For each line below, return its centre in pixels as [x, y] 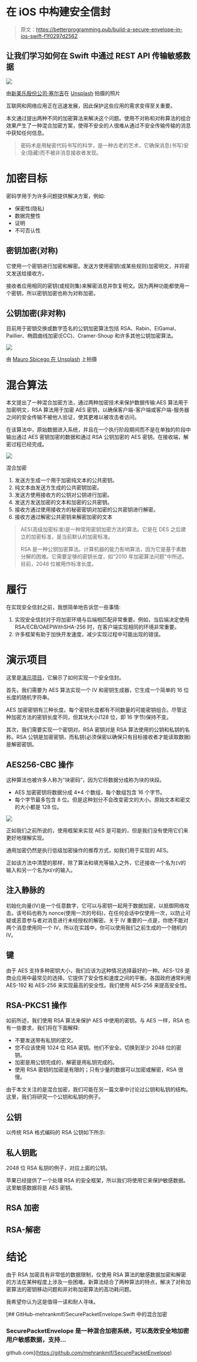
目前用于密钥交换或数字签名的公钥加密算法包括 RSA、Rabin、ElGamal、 [93, 329]
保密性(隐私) [30, 208]
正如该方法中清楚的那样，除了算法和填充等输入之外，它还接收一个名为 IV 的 [96, 863]
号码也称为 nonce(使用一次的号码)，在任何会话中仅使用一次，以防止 [103, 912]
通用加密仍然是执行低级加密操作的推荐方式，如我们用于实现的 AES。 [89, 850]
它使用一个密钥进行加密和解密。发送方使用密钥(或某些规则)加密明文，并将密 [98, 266]
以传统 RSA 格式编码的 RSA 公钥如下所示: [56, 1133]
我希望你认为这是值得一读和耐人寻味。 [52, 1302]
